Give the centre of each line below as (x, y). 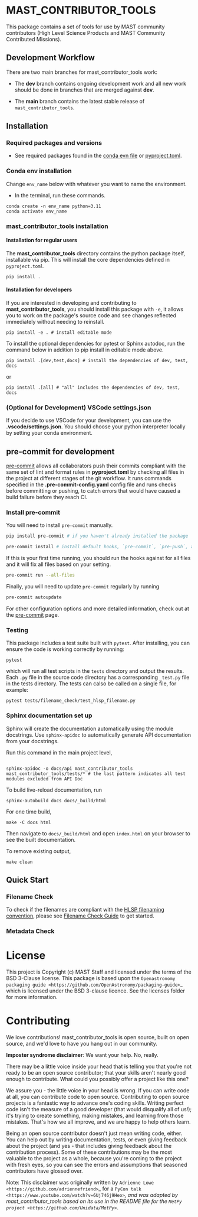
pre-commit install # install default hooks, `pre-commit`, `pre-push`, (97, 547)
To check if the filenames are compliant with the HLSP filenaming (85, 910)
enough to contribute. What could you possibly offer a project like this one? (98, 1079)
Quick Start (27, 880)
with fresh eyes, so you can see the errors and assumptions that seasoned (97, 1165)
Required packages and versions (54, 143)
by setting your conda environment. (49, 433)
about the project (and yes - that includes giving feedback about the (89, 1146)
